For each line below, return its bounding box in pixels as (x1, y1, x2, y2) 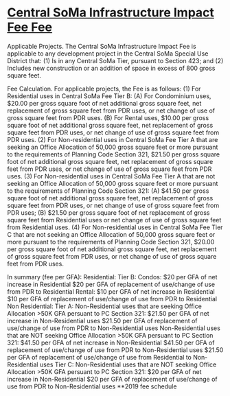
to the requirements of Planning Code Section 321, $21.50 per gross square (7, 150, 220, 159)
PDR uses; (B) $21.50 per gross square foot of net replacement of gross (7, 208, 210, 217)
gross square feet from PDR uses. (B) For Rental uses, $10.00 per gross (7, 113, 209, 121)
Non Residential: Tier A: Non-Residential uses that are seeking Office (7, 302, 203, 310)
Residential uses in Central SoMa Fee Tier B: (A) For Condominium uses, (7, 91, 211, 100)
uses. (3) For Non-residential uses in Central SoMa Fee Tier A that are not (7, 172, 216, 180)
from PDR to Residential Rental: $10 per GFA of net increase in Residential (7, 287, 215, 296)
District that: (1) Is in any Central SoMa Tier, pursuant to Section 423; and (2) (7, 56, 224, 65)
